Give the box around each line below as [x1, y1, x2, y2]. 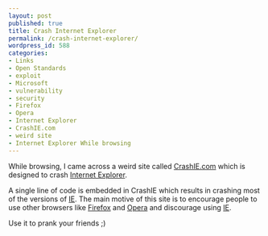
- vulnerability [8, 86, 63, 95]
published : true [8, 19, 63, 27]
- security [8, 94, 45, 102]
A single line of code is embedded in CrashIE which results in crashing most [8, 185, 260, 195]
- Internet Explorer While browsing [8, 139, 131, 147]
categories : [8, 49, 48, 57]
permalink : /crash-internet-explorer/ [8, 34, 138, 43]
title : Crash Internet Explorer [8, 27, 117, 35]
